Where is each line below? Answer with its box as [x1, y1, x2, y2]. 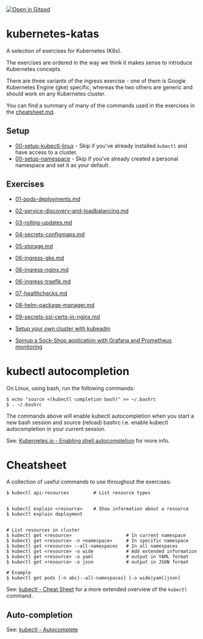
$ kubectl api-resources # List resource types [6, 490, 151, 496]
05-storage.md [15, 242, 53, 249]
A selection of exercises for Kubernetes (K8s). [6, 47, 122, 54]
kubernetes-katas [6, 27, 99, 41]
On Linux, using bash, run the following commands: [6, 384, 135, 392]
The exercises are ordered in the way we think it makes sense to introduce [6, 58, 193, 66]
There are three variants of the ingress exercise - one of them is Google [6, 77, 186, 85]
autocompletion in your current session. [6, 425, 106, 432]
